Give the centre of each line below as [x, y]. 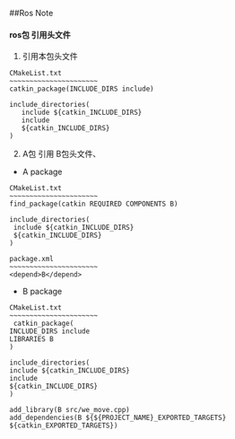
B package [42, 292]
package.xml [31, 259]
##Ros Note [31, 13]
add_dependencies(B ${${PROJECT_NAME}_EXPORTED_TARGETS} [118, 418]
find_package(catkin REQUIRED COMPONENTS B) [94, 204]
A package [42, 172]
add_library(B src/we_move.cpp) [70, 410]
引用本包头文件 [50, 57]
